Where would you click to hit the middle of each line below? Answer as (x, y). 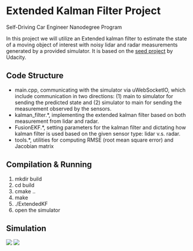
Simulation (26, 228)
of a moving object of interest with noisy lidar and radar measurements (92, 45)
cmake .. (25, 191)
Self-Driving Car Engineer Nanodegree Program (64, 27)
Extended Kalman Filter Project (83, 11)
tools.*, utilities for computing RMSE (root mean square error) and (94, 140)
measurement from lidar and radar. (57, 121)
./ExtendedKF (31, 203)
